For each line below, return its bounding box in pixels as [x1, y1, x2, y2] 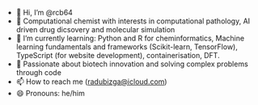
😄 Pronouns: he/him [15, 89, 85, 98]
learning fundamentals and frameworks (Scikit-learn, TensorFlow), [15, 42, 239, 52]
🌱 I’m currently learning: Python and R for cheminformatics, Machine [15, 33, 245, 43]
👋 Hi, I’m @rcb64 [15, 8, 73, 17]
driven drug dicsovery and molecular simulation [15, 25, 176, 34]
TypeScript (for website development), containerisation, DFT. [15, 51, 220, 60]
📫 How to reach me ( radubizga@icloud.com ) [15, 77, 167, 86]
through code [15, 68, 62, 77]
